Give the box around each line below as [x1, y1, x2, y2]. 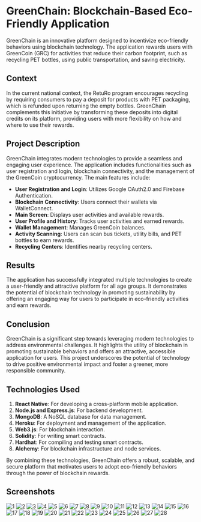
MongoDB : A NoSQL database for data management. [14, 413, 147, 420]
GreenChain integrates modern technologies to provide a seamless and [6, 154, 182, 162]
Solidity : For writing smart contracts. [14, 432, 106, 439]
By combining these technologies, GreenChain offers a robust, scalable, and [6, 457, 195, 464]
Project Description [6, 139, 80, 149]
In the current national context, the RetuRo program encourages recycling [6, 89, 188, 97]
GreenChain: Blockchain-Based [6, 4, 167, 18]
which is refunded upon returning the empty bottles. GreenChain [6, 102, 166, 109]
